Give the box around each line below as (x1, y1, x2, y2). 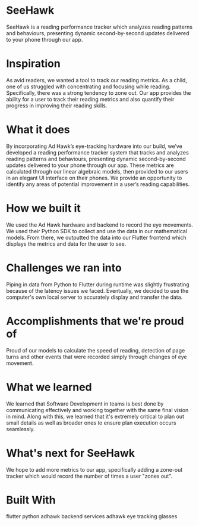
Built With (6, 493, 56, 507)
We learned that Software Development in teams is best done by (6, 400, 164, 407)
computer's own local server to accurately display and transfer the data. (6, 293, 183, 301)
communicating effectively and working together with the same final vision (6, 406, 189, 413)
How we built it (6, 202, 81, 215)
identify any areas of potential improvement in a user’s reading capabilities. (6, 180, 190, 188)
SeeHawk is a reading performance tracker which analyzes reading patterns (6, 23, 193, 30)
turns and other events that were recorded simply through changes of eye (6, 353, 187, 360)
